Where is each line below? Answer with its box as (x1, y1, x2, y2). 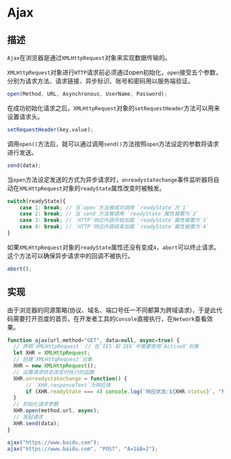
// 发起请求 (13, 414, 43, 421)
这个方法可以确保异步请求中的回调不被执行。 (7, 252, 134, 260)
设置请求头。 (7, 112, 43, 121)
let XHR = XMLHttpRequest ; (13, 349, 91, 356)
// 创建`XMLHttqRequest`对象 (13, 356, 93, 363)
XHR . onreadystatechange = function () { (13, 375, 128, 382)
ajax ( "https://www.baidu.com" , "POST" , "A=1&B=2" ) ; (7, 445, 158, 452)
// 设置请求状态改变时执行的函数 (13, 369, 95, 376)
